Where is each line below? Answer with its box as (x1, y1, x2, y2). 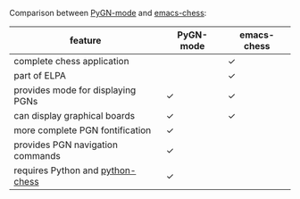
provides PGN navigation (13, 138, 119, 151)
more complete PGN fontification (13, 124, 152, 137)
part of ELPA (13, 70, 67, 81)
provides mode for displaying (13, 84, 137, 96)
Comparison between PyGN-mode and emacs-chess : (9, 8, 207, 18)
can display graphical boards (13, 110, 136, 121)
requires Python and (13, 164, 99, 177)
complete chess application (13, 55, 129, 67)
